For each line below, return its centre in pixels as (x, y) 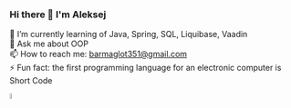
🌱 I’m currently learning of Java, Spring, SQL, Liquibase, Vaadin (129, 34)
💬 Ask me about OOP (49, 44)
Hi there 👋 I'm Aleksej (58, 15)
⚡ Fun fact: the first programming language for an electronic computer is (145, 68)
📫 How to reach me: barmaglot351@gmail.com (99, 54)
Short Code (31, 81)
